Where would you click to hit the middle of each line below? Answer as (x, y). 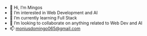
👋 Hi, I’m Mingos (26, 8)
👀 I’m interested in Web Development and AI (54, 13)
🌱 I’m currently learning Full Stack (43, 18)
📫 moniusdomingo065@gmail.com (45, 28)
